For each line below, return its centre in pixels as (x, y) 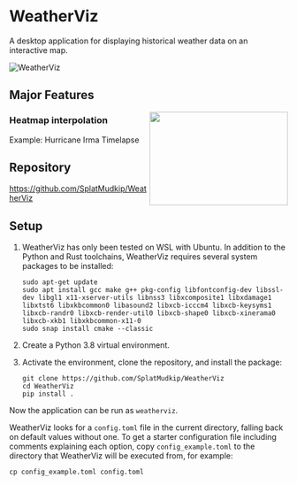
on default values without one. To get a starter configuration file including (143, 437)
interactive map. (38, 50)
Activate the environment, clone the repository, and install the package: (152, 362)
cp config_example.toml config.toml (76, 472)
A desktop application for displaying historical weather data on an (129, 41)
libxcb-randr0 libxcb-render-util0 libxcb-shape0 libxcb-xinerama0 (148, 313)
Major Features (52, 95)
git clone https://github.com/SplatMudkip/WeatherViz (123, 379)
